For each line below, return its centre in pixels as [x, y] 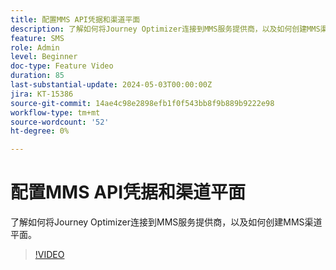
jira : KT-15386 [42, 94]
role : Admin [35, 47]
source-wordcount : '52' [60, 122]
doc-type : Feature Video [62, 66]
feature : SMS [37, 38]
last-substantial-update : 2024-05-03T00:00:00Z [111, 85]
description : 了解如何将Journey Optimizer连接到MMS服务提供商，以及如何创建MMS [165, 29]
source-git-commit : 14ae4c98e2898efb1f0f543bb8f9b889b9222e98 [142, 103]
